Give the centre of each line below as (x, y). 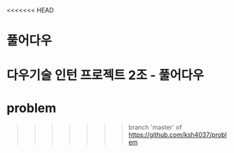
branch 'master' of (156, 127)
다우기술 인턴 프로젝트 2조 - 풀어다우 (105, 75)
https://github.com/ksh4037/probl (178, 135)
